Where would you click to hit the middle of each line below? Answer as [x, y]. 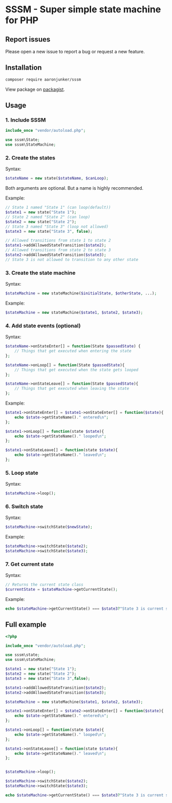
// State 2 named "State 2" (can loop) [48, 217]
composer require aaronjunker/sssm [43, 79]
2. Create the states [30, 157]
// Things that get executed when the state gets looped [77, 370]
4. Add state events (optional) [43, 326]
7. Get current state [30, 564]
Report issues [28, 39]
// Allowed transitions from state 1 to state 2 [58, 240]
